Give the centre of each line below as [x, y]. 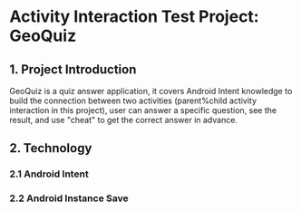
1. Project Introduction [73, 69]
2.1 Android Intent [49, 174]
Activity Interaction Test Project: [135, 17]
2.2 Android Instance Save [69, 198]
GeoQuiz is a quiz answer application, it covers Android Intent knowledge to [151, 91]
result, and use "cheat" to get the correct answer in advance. [124, 120]
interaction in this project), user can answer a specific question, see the [143, 110]
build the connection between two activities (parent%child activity [133, 101]
